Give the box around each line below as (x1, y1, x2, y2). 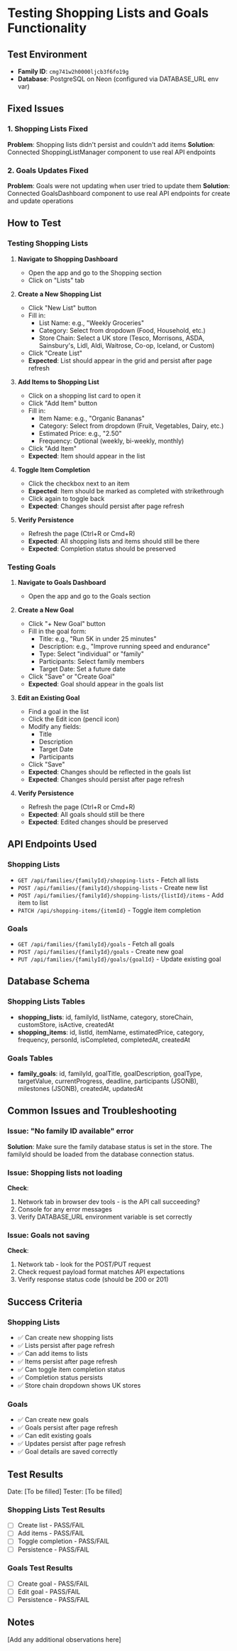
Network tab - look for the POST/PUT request (17, 1260, 151, 1268)
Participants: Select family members (38, 657, 145, 665)
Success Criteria (7, 1295, 83, 1307)
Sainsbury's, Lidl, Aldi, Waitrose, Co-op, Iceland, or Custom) (38, 341, 215, 349)
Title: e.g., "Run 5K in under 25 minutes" (38, 634, 157, 643)
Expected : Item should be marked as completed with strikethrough (28, 486, 224, 495)
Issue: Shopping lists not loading (7, 1168, 123, 1178)
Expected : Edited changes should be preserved (28, 818, 168, 826)
